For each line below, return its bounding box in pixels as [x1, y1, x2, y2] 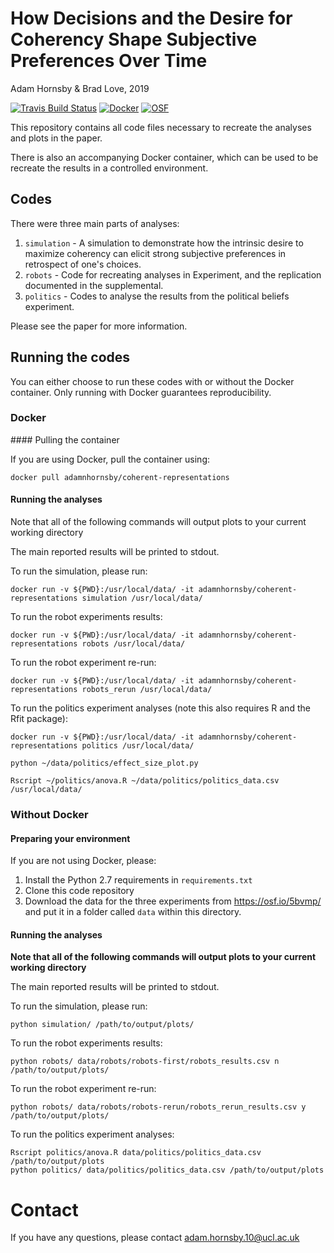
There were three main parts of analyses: [10, 217, 180, 229]
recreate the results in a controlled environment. [10, 162, 209, 174]
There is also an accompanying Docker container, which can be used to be [10, 151, 319, 163]
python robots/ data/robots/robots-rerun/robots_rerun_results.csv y [10, 1102, 307, 1112]
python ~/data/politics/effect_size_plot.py [10, 758, 199, 769]
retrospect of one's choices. [24, 258, 142, 270]
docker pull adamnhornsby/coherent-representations [10, 472, 230, 482]
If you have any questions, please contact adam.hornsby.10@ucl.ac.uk [10, 1232, 300, 1244]
